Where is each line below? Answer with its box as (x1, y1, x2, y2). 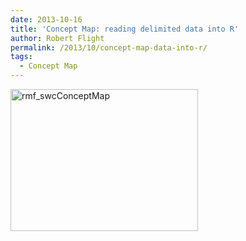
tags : (10, 52, 33, 62)
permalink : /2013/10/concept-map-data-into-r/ (10, 42, 208, 53)
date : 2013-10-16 (10, 14, 83, 25)
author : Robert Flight (10, 33, 105, 43)
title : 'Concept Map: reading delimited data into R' (10, 24, 240, 34)
